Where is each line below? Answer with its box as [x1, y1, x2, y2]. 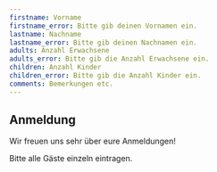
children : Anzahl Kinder [9, 63, 102, 72]
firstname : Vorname [9, 12, 82, 22]
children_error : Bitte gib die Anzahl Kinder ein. [9, 71, 202, 80]
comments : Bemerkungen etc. [9, 79, 114, 88]
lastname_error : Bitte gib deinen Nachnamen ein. [9, 37, 198, 47]
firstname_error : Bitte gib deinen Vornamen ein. [9, 21, 198, 30]
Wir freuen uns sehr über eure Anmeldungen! [9, 135, 177, 147]
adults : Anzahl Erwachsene [9, 46, 110, 55]
